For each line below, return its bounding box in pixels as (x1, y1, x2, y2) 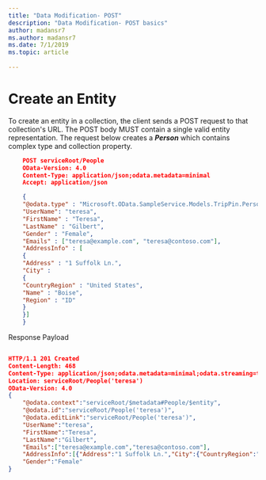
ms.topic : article (8, 48, 69, 56)
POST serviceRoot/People (22, 156, 104, 165)
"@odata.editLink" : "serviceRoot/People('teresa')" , (22, 413, 196, 422)
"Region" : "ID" (22, 296, 77, 304)
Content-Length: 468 (8, 362, 77, 370)
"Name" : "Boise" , (22, 288, 83, 297)
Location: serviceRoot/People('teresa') (8, 377, 144, 385)
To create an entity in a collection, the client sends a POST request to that (8, 116, 249, 125)
